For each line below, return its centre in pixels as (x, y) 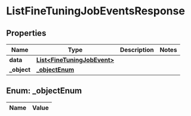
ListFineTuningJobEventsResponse (95, 11)
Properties (26, 33)
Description (137, 50)
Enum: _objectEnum (44, 91)
